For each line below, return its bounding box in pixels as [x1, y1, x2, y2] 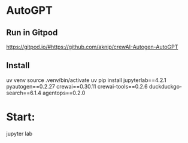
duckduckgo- [148, 83, 183, 90]
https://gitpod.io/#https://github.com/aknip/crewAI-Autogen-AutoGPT [6, 43, 178, 50]
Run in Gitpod [6, 28, 58, 38]
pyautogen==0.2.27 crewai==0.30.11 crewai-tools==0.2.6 [6, 83, 148, 90]
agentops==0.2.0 [43, 89, 86, 96]
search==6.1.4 [6, 89, 42, 96]
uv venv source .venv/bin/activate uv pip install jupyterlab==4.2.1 [6, 76, 166, 84]
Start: [6, 110, 35, 123]
